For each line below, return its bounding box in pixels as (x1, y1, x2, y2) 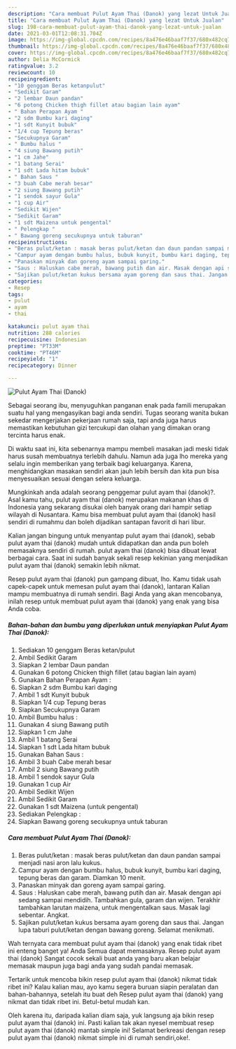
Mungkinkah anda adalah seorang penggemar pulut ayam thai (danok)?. (8, 488, 216, 496)
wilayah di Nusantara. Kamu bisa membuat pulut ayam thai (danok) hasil (8, 510, 216, 519)
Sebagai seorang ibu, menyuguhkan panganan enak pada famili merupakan (8, 401, 226, 409)
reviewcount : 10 (8, 69, 55, 76)
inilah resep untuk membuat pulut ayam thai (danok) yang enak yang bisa (8, 597, 220, 606)
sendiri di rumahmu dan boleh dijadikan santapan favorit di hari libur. (8, 518, 206, 526)
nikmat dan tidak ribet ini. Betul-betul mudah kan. (8, 997, 150, 1005)
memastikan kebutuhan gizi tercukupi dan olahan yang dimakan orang (8, 424, 211, 432)
